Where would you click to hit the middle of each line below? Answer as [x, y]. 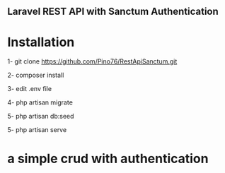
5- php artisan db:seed [41, 117]
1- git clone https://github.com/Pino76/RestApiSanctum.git [92, 61]
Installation [41, 42]
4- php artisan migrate [40, 102]
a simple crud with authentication [108, 159]
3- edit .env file [29, 89]
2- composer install [36, 75]
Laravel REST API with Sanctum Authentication [113, 12]
